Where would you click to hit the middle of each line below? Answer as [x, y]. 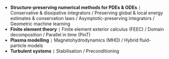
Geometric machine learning [40, 24]
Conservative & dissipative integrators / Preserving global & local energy [87, 13]
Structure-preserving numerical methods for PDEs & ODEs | [75, 7]
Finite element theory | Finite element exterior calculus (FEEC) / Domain [87, 29]
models [35, 45]
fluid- [145, 40]
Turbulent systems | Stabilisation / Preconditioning [65, 51]
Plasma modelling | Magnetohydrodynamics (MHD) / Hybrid [74, 40]
